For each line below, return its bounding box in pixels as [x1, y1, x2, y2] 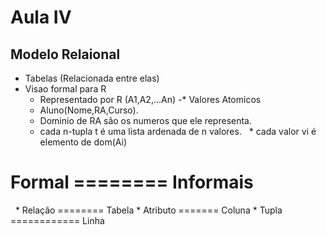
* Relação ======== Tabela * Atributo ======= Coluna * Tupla [14, 204, 283, 216]
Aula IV [10, 6, 72, 29]
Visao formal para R [24, 83, 107, 95]
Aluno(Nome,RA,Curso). [39, 104, 139, 116]
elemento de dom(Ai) [39, 136, 128, 148]
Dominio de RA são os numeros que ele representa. [39, 115, 252, 126]
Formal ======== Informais [10, 171, 254, 194]
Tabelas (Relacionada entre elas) [24, 72, 160, 84]
